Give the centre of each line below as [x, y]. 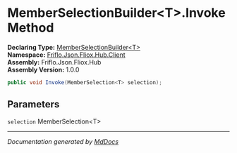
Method [31, 28]
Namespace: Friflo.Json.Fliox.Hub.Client [66, 55]
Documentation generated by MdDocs [63, 141]
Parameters [34, 104]
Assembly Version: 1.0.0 [43, 69]
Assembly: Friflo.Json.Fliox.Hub [54, 62]
